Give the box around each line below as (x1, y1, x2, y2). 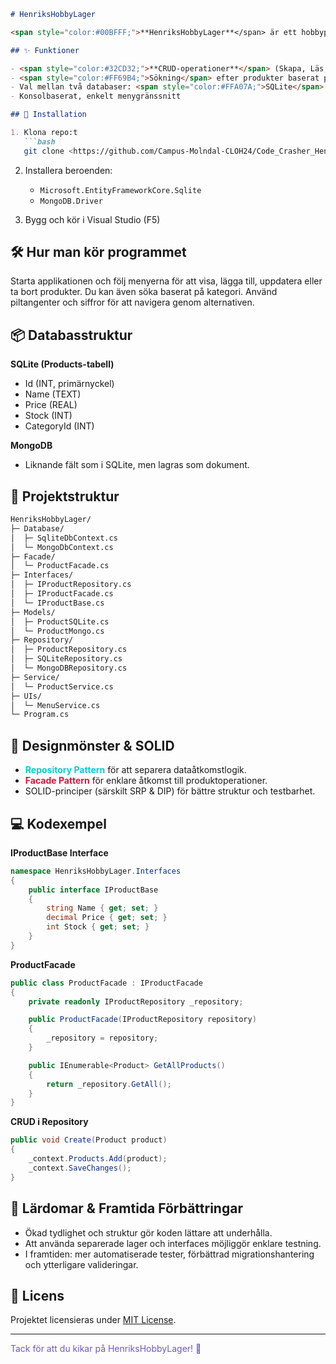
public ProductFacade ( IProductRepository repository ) (28, 1015, 257, 1025)
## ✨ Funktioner (10, 45, 80, 55)
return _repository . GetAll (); (46, 1079, 172, 1089)
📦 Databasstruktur (10, 326, 133, 344)
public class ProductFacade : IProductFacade (10, 978, 203, 988)
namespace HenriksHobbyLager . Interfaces (10, 866, 182, 876)
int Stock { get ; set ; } (46, 922, 150, 932)
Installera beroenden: (24, 164, 113, 176)
